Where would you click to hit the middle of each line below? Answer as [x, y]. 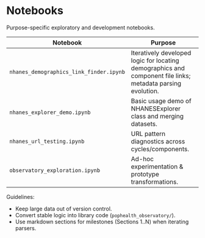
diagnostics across [158, 141]
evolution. [145, 91]
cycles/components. [160, 149]
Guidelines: [20, 197]
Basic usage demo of [161, 101]
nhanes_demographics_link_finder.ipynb [67, 72]
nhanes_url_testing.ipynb [47, 141]
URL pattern [148, 134]
